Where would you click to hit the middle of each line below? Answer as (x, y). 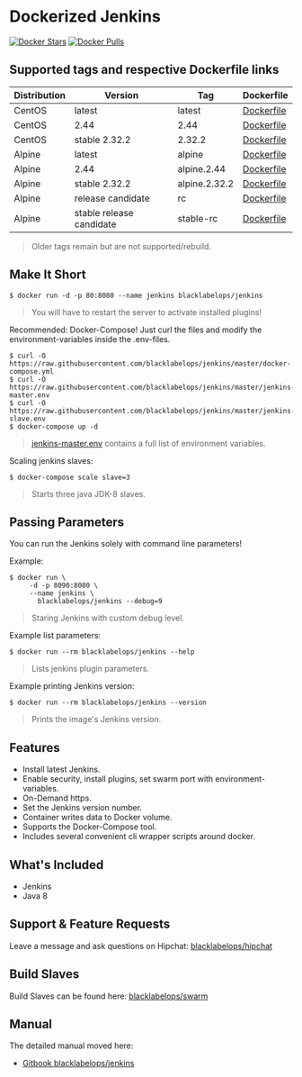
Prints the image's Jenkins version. (96, 720)
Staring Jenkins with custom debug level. (107, 618)
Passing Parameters (67, 522)
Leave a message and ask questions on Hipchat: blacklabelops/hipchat (141, 946)
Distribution (40, 95)
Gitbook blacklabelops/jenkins (78, 1063)
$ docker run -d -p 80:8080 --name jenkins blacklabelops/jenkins (136, 295)
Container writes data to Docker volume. (97, 818)
